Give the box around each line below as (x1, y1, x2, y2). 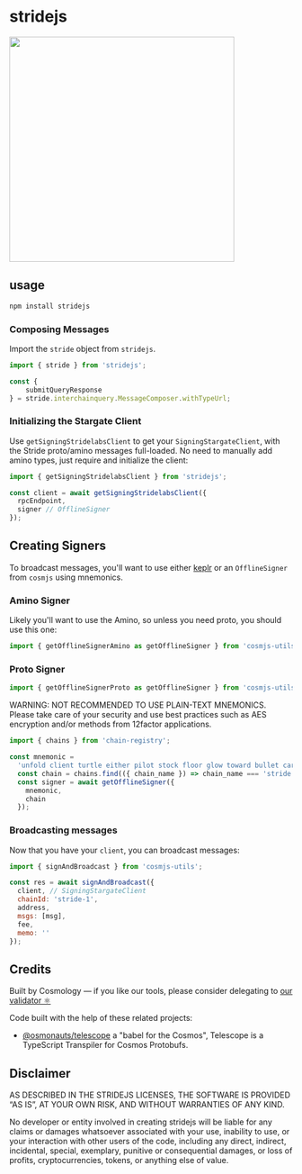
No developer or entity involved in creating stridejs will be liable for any (9, 1116, 272, 1127)
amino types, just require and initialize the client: (9, 455, 189, 465)
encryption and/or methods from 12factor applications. (9, 718, 212, 730)
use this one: (9, 624, 58, 636)
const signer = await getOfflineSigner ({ (17, 777, 175, 787)
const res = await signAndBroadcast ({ (9, 878, 155, 888)
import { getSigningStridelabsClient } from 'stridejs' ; (9, 472, 227, 481)
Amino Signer (9, 594, 70, 607)
